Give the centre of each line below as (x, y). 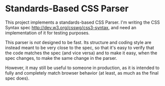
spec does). (17, 78)
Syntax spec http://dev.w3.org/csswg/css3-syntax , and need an (71, 27)
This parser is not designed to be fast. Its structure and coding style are (78, 42)
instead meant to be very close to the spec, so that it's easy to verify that (80, 47)
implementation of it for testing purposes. (48, 33)
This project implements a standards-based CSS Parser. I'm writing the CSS (82, 22)
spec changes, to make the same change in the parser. (61, 58)
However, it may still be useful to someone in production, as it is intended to (82, 68)
